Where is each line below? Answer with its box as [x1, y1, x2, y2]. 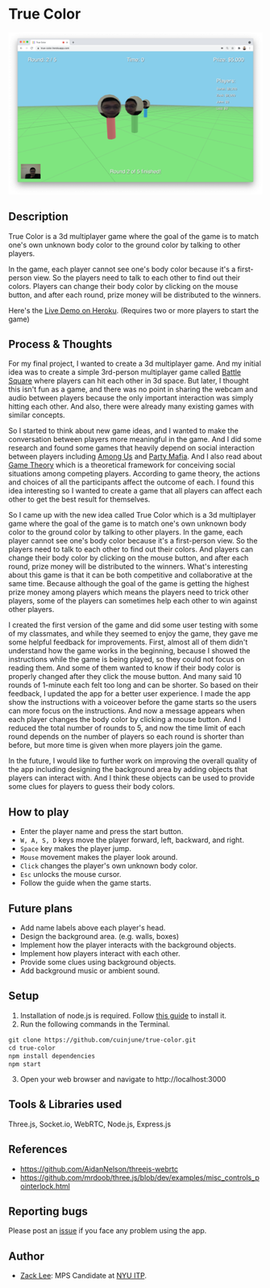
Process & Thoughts [8, 338, 113, 351]
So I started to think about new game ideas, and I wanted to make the [8, 426, 239, 436]
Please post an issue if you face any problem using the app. [8, 1226, 207, 1236]
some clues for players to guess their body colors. [8, 782, 176, 791]
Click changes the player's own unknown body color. [19, 861, 198, 871]
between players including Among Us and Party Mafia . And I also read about [8, 451, 263, 461]
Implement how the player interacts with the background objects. [19, 940, 236, 950]
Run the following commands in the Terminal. [19, 1019, 171, 1029]
